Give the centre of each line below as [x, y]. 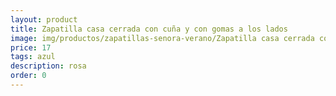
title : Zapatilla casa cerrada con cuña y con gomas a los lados [149, 29]
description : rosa [48, 66]
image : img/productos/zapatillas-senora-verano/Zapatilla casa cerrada [162, 38]
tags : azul [33, 57]
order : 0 [28, 76]
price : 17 [31, 47]
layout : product [44, 19]
